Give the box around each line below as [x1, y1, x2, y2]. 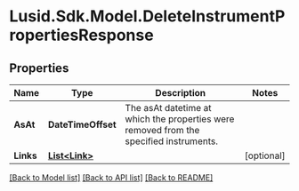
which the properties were [125, 113, 235, 125]
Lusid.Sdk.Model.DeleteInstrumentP [9, 6, 286, 27]
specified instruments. [125, 135, 218, 147]
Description [155, 87, 206, 99]
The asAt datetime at [125, 102, 212, 114]
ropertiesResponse [9, 25, 154, 45]
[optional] [244, 149, 286, 162]
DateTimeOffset [47, 118, 117, 131]
